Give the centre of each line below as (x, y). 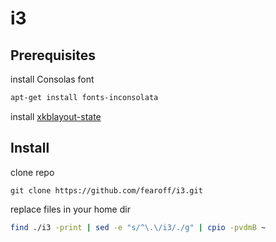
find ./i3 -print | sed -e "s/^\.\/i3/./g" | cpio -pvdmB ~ (138, 227)
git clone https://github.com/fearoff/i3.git (106, 190)
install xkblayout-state (56, 116)
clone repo (32, 172)
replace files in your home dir (70, 209)
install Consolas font (52, 79)
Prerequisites (53, 55)
